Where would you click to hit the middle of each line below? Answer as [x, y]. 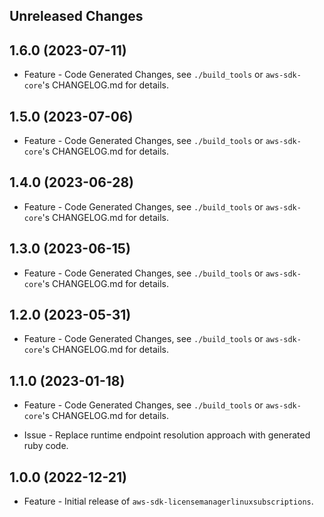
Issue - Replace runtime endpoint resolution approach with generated [167, 435]
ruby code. [46, 446]
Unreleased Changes [76, 16]
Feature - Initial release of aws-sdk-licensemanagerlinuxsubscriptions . [168, 501]
